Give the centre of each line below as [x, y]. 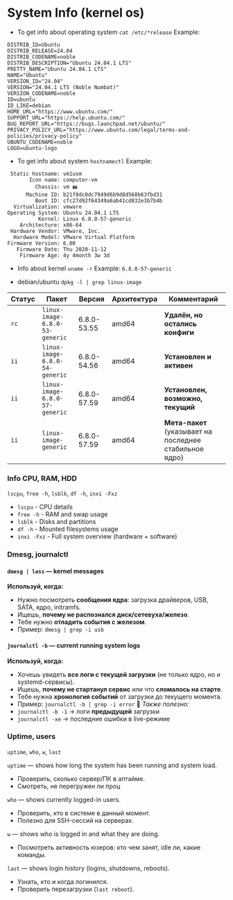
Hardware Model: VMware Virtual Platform [74, 237]
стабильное [184, 448]
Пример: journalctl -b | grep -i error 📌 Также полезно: [103, 704]
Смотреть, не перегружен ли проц [69, 786]
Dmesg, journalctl [38, 555]
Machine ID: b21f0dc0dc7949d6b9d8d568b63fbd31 [94, 195]
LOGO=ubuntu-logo [32, 148]
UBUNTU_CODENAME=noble [40, 142]
